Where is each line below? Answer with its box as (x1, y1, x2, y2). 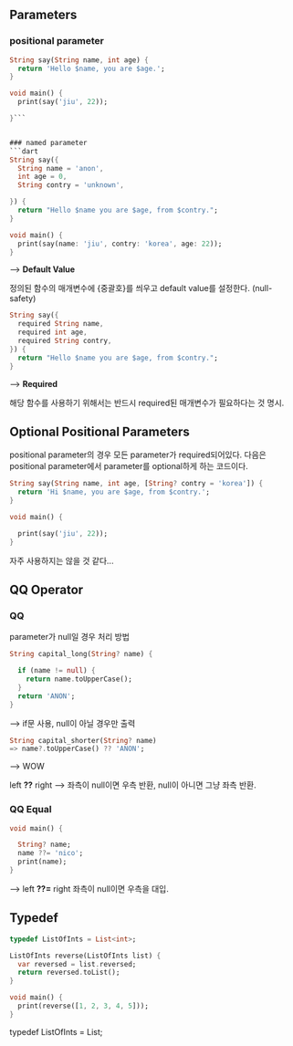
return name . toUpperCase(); (26, 675, 132, 684)
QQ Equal (9, 803, 52, 816)
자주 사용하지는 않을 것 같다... (9, 555, 114, 566)
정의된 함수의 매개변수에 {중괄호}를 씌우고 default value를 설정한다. (9, 283, 251, 294)
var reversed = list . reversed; (17, 959, 137, 968)
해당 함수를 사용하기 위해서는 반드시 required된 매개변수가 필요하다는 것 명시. (9, 397, 285, 408)
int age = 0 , (17, 173, 68, 182)
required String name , (17, 319, 104, 329)
